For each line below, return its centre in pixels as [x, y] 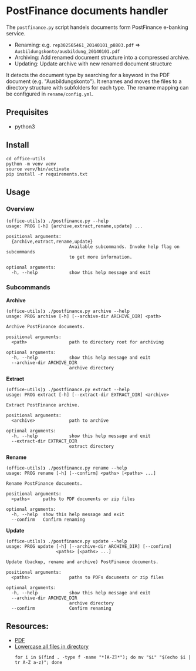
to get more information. [101, 257]
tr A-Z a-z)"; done [38, 663]
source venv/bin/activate [38, 169]
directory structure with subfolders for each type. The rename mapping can [97, 87]
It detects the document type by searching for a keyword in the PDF [88, 75]
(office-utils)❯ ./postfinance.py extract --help [68, 389]
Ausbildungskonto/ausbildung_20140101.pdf [67, 51]
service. [16, 33]
